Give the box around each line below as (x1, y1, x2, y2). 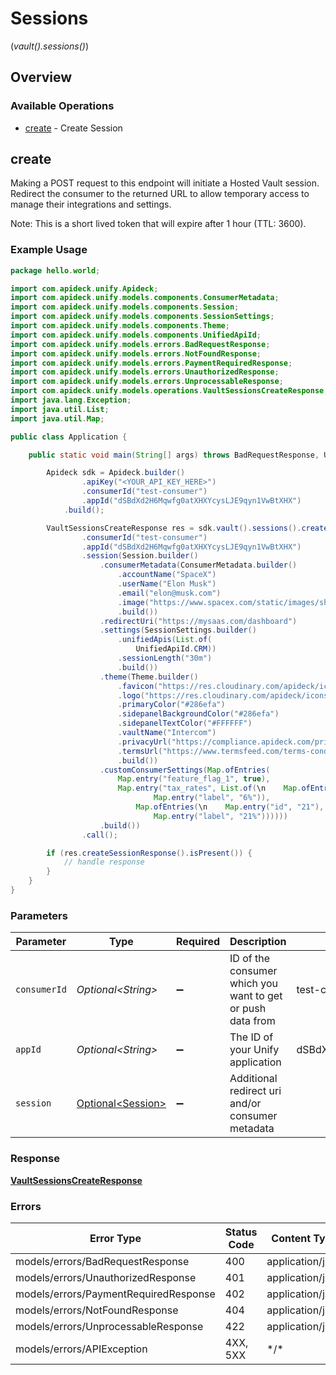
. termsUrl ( (117, 746, 163, 756)
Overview (10, 69, 73, 86)
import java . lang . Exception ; (10, 395, 132, 406)
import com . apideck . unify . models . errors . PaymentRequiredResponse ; (10, 358, 293, 368)
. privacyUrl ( (117, 737, 172, 747)
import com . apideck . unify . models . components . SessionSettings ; (10, 312, 275, 322)
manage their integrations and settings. (10, 198, 172, 211)
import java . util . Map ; (10, 413, 105, 424)
